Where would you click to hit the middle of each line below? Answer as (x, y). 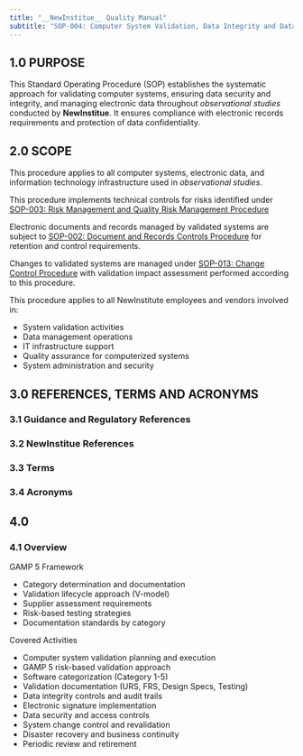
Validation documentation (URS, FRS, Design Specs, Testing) (135, 686)
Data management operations (78, 337)
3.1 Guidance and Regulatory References (100, 419)
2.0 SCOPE (41, 151)
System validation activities (73, 327)
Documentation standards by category (94, 622)
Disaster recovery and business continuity (101, 734)
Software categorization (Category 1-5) (95, 677)
